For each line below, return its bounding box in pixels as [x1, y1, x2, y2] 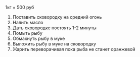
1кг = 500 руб [5, 5, 34, 10]
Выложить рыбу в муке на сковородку [12, 41, 97, 47]
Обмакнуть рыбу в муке [12, 35, 65, 41]
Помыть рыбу [12, 30, 43, 36]
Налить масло [12, 20, 43, 25]
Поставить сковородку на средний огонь [12, 14, 102, 20]
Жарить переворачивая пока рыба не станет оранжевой [12, 46, 135, 52]
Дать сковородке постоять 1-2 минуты [12, 25, 97, 31]
